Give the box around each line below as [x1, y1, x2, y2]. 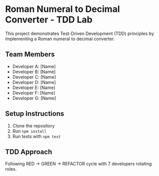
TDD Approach [5, 148, 52, 156]
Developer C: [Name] [12, 74, 56, 80]
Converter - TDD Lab [5, 14, 93, 25]
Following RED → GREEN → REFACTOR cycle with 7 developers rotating [5, 161, 152, 167]
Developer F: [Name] [12, 89, 56, 95]
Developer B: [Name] [12, 69, 56, 75]
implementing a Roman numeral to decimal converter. [5, 36, 115, 42]
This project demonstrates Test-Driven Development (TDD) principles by [5, 30, 155, 36]
